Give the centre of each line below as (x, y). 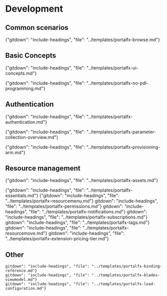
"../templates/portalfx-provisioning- (123, 147)
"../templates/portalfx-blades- (126, 275)
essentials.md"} (22, 196)
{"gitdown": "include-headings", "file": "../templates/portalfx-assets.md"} (82, 180)
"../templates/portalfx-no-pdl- (117, 83)
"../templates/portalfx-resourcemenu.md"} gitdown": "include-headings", (82, 201)
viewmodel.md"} (21, 280)
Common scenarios (37, 28)
